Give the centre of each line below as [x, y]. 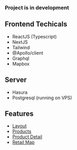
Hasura [20, 92]
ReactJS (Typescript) [34, 36]
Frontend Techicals [36, 24]
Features [19, 113]
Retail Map [23, 142]
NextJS [20, 42]
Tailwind [21, 47]
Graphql [21, 58]
